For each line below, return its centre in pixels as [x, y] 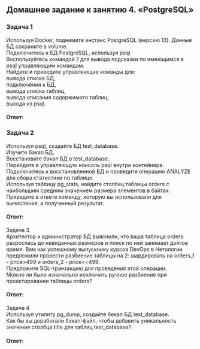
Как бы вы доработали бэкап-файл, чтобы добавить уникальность [91, 320]
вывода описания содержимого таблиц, [57, 97]
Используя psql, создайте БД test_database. [63, 145]
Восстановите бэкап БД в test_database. [58, 159]
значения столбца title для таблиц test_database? [69, 327]
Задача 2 [20, 133]
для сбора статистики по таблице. [50, 177]
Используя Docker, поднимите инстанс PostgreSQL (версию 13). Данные [99, 40]
